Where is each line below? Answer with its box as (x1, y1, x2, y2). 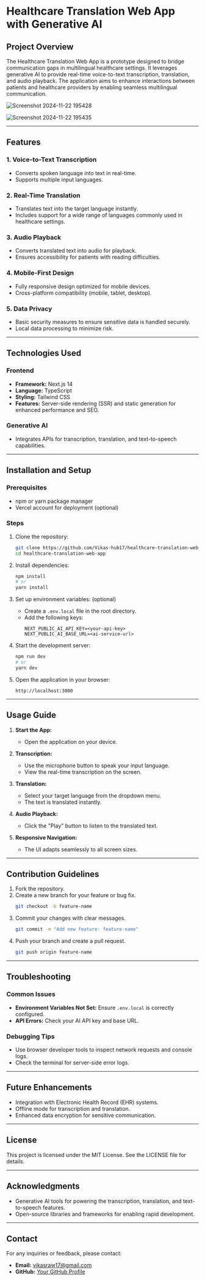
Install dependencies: (15, 561, 70, 569)
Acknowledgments (6, 1181, 81, 1191)
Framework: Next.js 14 (15, 380, 73, 388)
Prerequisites (6, 483, 47, 492)
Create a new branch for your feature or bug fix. (15, 892, 136, 899)
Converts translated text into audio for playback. (15, 247, 137, 254)
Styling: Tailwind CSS (15, 393, 71, 400)
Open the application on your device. (24, 738, 118, 745)
